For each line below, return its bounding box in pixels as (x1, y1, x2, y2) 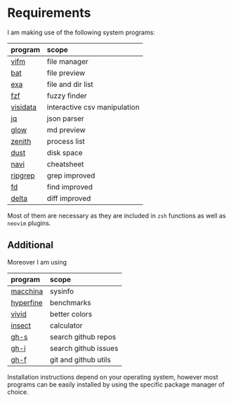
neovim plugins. (7, 219, 51, 227)
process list (46, 136, 86, 146)
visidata (11, 102, 37, 112)
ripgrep (11, 170, 35, 180)
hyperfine (11, 297, 44, 307)
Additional (7, 239, 54, 251)
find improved (46, 182, 93, 192)
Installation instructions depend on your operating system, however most (7, 373, 219, 381)
